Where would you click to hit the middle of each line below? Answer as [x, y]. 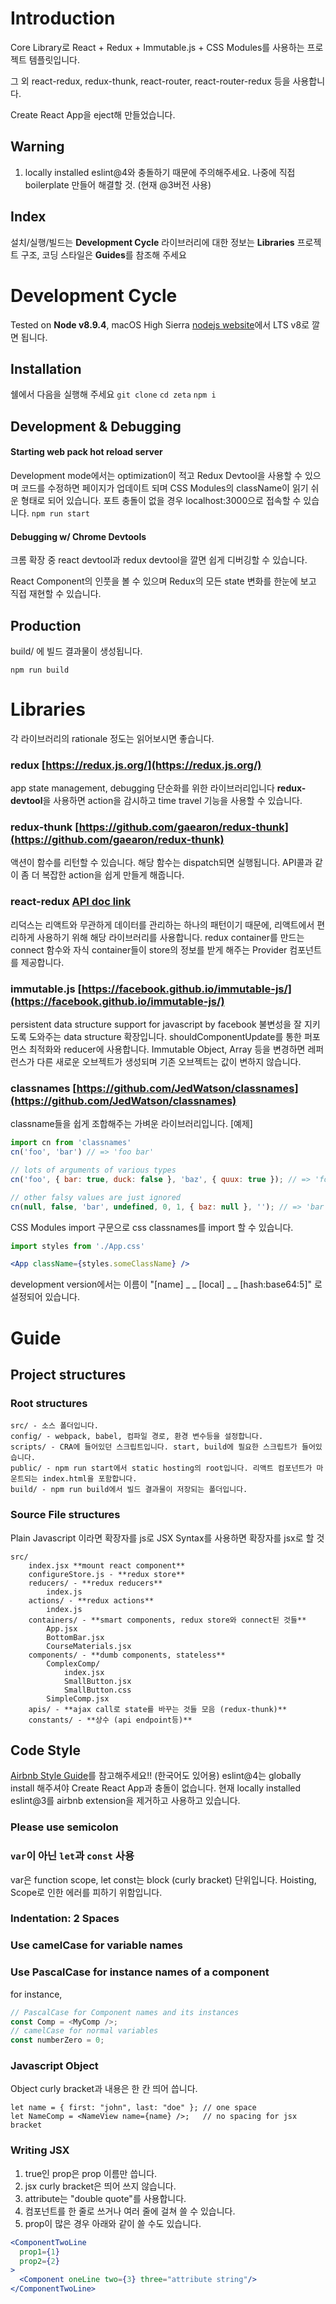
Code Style [45, 1750]
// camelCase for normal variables [84, 2031]
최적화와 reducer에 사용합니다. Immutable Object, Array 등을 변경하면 [167, 1049]
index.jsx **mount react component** [107, 1565]
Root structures [49, 1403]
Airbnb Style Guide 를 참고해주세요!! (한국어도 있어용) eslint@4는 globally [156, 1776]
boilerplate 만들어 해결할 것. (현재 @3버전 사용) [118, 184]
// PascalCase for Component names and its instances [125, 2012]
